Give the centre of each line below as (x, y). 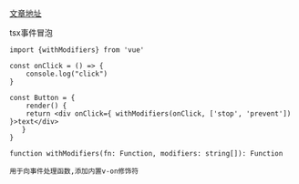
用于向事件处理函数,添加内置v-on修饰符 (74, 171)
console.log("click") (67, 74)
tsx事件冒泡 (31, 33)
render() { (46, 106)
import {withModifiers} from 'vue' (77, 50)
